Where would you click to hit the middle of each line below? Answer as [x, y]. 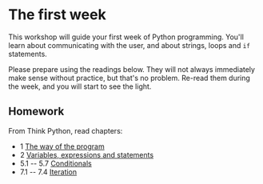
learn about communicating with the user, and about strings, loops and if [129, 45]
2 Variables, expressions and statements [87, 154]
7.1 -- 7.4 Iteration [48, 172]
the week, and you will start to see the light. [80, 86]
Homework [36, 112]
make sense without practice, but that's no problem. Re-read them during [129, 78]
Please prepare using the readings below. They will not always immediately [132, 69]
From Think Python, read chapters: [66, 130]
